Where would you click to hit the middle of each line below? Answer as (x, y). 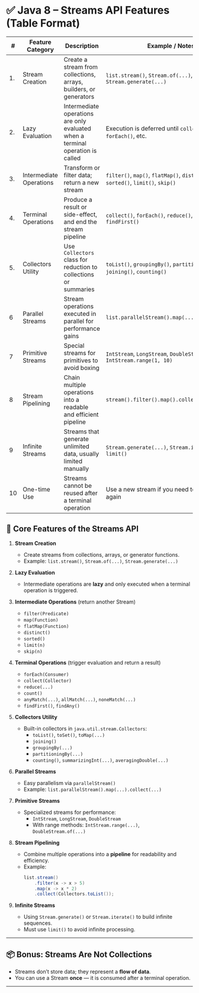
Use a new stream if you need (147, 489)
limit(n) (34, 645)
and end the (81, 222)
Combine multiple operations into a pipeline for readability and (100, 854)
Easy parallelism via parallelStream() (70, 783)
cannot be (78, 486)
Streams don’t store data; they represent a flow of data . (83, 972)
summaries (79, 289)
